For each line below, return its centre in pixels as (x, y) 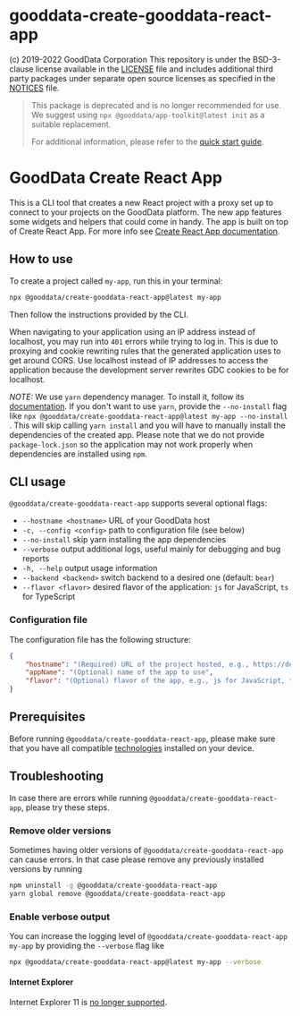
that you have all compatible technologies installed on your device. (132, 747)
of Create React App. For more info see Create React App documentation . (145, 231)
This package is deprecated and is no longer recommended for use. (156, 105)
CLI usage (38, 481)
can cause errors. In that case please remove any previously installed (137, 859)
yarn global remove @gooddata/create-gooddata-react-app (117, 893)
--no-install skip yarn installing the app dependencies (124, 540)
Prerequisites (47, 717)
